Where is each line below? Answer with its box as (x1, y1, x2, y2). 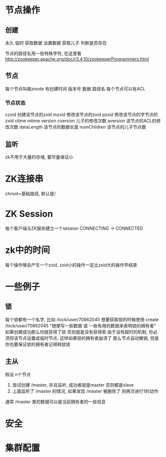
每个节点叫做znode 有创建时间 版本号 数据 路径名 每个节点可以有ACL (5, 85, 146, 92)
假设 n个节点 (5, 371, 31, 377)
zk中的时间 (5, 244, 51, 256)
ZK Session (5, 208, 53, 220)
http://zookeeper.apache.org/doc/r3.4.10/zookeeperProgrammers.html (5, 56, 150, 62)
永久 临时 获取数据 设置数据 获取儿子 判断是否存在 (5, 40, 107, 46)
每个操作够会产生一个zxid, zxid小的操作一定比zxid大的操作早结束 (5, 261, 137, 268)
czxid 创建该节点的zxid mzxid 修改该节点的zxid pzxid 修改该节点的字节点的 (5, 112, 158, 118)
